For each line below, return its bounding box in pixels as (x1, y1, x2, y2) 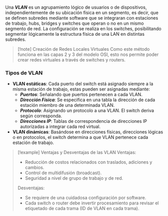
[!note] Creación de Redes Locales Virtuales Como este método (17, 46, 150, 52)
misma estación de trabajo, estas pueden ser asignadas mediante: (12, 86, 150, 92)
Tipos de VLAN (5, 69, 43, 76)
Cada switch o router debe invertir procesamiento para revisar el (25, 200, 159, 206)
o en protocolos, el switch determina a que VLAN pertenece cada (12, 134, 148, 140)
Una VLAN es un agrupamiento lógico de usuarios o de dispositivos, (5, 5, 147, 10)
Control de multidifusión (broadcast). (25, 170, 102, 176)
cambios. (25, 165, 44, 171)
